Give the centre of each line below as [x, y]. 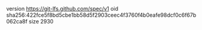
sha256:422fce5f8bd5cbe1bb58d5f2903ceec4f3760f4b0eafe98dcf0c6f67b [101, 15]
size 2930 [41, 21]
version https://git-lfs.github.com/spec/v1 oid [62, 9]
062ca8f [17, 21]
